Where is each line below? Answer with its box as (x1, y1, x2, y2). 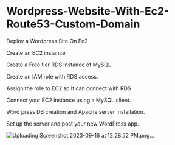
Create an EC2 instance (6, 49, 66, 56)
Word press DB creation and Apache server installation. (6, 108, 145, 115)
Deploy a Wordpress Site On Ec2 (6, 37, 88, 44)
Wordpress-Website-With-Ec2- (6, 4, 170, 18)
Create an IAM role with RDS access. (6, 72, 98, 80)
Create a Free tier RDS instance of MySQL (6, 61, 111, 68)
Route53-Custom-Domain (6, 17, 140, 31)
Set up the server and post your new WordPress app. (6, 120, 139, 127)
